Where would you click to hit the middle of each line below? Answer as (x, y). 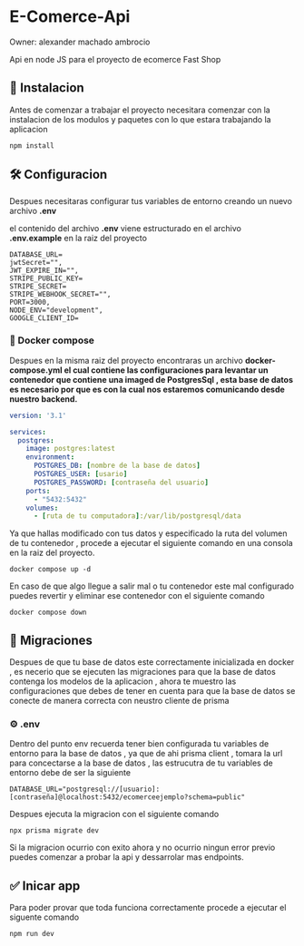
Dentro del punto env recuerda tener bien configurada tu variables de (139, 744)
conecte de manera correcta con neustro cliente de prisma (119, 701)
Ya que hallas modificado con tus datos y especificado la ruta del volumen (148, 533)
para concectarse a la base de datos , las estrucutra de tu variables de (142, 763)
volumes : (42, 508)
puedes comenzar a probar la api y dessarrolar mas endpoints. (127, 857)
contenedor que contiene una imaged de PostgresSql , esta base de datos (151, 379)
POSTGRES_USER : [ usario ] (80, 474)
